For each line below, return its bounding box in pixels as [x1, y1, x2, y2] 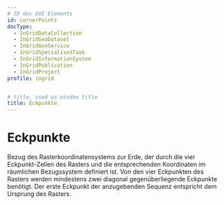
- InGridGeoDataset [13, 36, 70, 43]
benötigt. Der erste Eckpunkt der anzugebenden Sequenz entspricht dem [7, 182, 217, 191]
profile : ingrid [7, 74, 54, 82]
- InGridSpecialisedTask [13, 49, 85, 56]
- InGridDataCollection [13, 29, 82, 37]
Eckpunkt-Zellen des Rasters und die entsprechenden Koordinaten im [7, 161, 206, 169]
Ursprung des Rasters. [7, 190, 71, 198]
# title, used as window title [7, 93, 98, 101]
